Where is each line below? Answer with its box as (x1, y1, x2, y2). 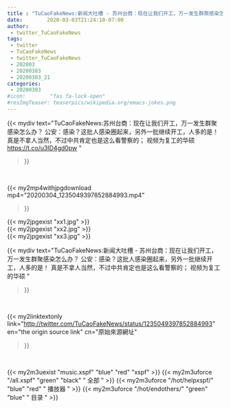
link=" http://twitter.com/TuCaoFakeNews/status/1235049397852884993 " (7, 320, 216, 328)
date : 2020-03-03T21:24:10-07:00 (7, 16, 125, 23)
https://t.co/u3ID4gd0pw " (7, 143, 82, 152)
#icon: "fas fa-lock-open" (7, 93, 106, 100)
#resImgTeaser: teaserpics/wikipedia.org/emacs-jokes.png (7, 99, 176, 106)
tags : (7, 36, 23, 43)
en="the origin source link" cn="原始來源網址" (7, 327, 138, 336)
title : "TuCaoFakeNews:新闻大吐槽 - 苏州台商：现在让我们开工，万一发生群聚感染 (7, 10, 220, 17)
